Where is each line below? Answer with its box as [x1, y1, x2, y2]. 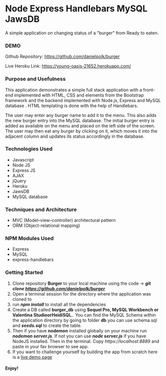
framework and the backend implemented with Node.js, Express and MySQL [5, 97, 161, 103]
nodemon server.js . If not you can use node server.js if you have [12, 333, 146, 339]
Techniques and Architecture [5, 206, 77, 213]
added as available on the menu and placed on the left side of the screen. [5, 122, 155, 129]
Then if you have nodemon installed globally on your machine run [12, 327, 147, 333]
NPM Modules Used [5, 235, 54, 242]
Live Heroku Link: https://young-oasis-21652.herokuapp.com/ [5, 63, 131, 69]
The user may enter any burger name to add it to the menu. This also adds [5, 112, 157, 118]
